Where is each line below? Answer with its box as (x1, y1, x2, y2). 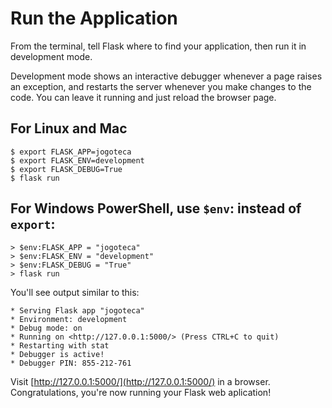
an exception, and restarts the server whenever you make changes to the (10, 80, 312, 92)
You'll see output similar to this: (10, 286, 140, 298)
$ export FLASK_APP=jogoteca (10, 147, 132, 157)
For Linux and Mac (10, 120, 128, 137)
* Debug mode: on (10, 323, 83, 333)
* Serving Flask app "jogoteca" (10, 305, 145, 316)
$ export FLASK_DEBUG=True (10, 164, 123, 174)
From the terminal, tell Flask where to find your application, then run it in (10, 40, 307, 52)
